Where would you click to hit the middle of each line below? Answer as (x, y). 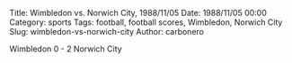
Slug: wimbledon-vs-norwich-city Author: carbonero (107, 31)
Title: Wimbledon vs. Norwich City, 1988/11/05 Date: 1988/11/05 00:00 (138, 13)
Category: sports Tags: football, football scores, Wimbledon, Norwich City (146, 22)
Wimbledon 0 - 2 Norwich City (66, 49)
